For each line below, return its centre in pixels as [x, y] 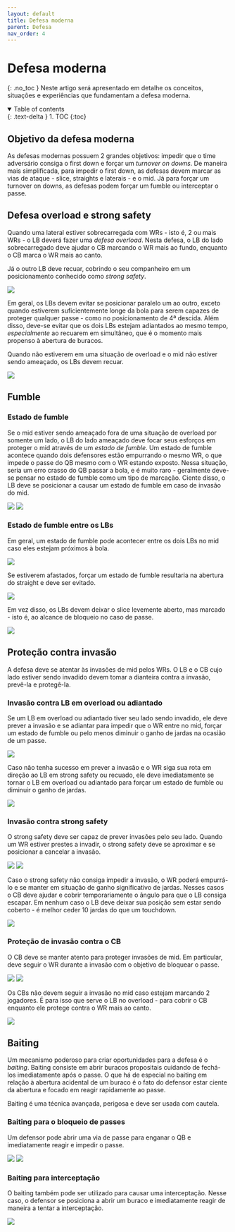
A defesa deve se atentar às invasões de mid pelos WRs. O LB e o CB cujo [115, 669]
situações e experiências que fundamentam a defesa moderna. [99, 95]
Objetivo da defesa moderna [71, 139]
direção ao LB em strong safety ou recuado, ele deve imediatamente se [111, 775]
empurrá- [214, 880]
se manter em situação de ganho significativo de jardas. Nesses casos [122, 888]
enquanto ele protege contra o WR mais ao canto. [79, 1008]
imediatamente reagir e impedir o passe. [66, 1145]
